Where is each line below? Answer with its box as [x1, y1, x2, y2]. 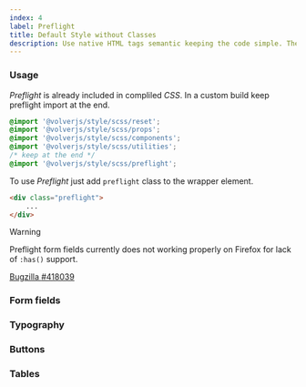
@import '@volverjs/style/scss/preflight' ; [9, 158, 178, 168]
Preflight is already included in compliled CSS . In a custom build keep [9, 89, 270, 100]
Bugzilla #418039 [9, 271, 75, 282]
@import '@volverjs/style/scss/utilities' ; [9, 142, 178, 151]
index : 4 [9, 13, 43, 23]
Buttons [9, 343, 46, 356]
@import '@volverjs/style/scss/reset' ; [9, 117, 161, 126]
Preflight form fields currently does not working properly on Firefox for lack [9, 244, 291, 255]
